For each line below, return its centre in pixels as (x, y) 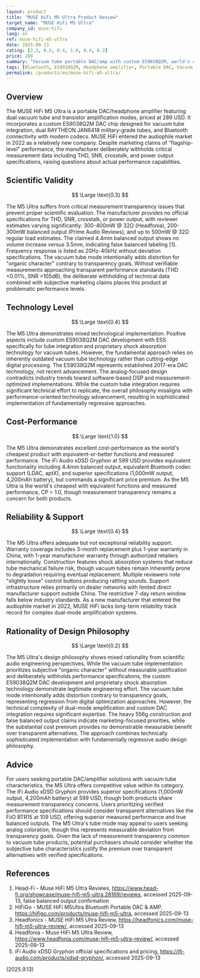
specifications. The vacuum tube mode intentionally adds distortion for (93, 257)
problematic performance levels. (46, 288)
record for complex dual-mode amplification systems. (72, 613)
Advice (20, 764)
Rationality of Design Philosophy (68, 631)
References (28, 874)
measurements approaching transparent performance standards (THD (92, 269)
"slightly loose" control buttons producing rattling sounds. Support (88, 581)
